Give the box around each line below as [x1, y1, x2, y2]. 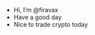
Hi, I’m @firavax [13, 6, 59, 14]
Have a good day [13, 13, 62, 21]
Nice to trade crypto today [13, 21, 88, 28]
